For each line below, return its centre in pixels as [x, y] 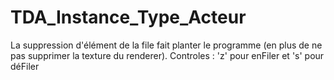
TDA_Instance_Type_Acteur [128, 17]
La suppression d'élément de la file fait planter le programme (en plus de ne [166, 45]
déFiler [25, 66]
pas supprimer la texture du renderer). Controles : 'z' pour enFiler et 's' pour [167, 55]
